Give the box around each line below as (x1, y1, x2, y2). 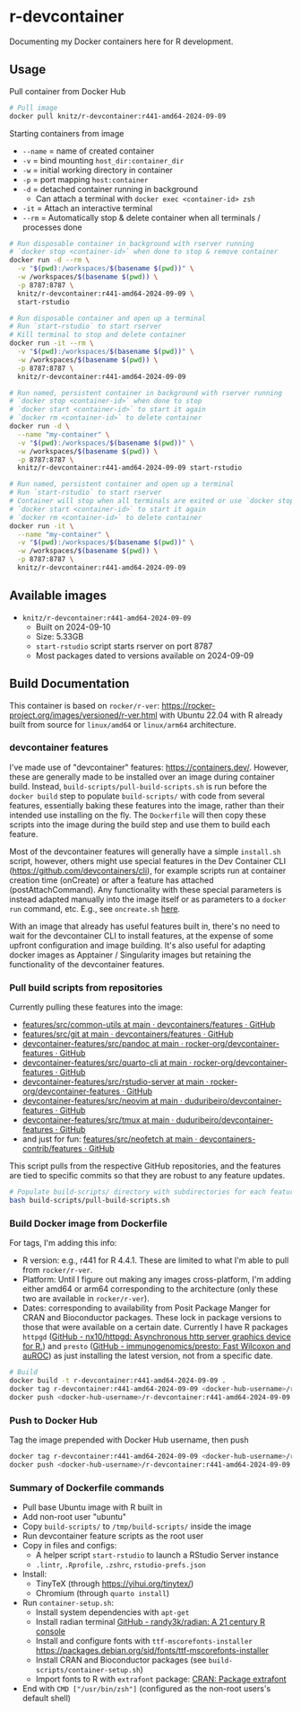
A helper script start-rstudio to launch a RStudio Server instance (35, 1549, 279, 1560)
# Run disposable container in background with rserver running (9, 239, 254, 248)
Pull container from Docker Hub (9, 85, 126, 96)
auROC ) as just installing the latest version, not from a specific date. (21, 1350, 273, 1362)
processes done (21, 222, 82, 233)
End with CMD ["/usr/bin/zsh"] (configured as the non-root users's (21, 1682, 271, 1694)
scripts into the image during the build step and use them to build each (9, 819, 271, 830)
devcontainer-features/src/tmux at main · (21, 1115, 175, 1125)
